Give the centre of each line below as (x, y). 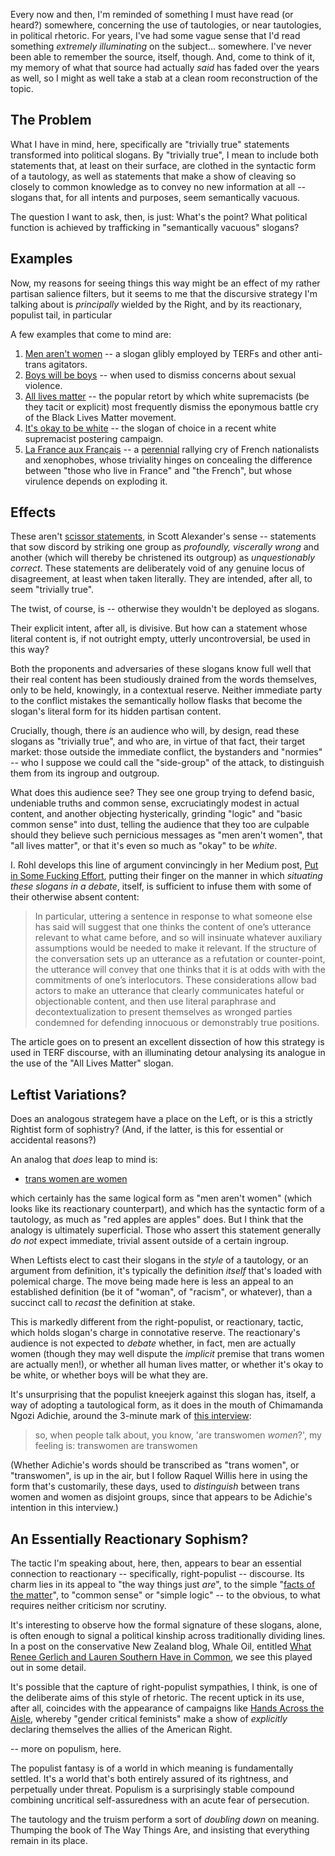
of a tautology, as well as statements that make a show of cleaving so (153, 176)
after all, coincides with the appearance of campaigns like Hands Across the (167, 1708)
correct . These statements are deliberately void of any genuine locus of (157, 568)
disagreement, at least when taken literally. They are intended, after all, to (161, 579)
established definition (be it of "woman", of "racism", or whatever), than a (161, 1292)
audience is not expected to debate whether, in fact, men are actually (153, 1343)
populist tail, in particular (61, 315)
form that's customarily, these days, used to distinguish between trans (155, 1486)
